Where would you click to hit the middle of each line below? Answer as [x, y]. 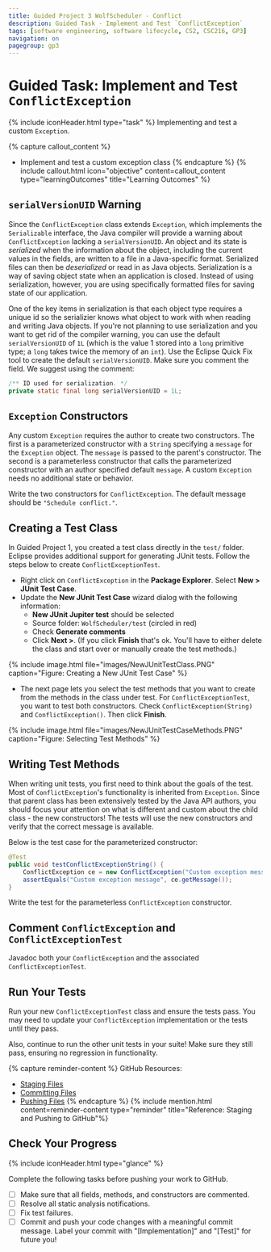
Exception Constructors [69, 416]
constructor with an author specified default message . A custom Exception [130, 470]
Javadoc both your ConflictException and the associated [104, 958]
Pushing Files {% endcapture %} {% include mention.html [116, 1101]
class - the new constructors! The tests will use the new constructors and [130, 818]
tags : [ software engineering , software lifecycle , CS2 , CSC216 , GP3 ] [128, 31]
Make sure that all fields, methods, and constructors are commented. [135, 1194]
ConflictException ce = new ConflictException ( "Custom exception [135, 872]
